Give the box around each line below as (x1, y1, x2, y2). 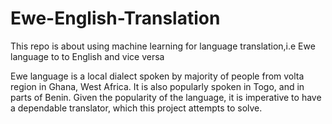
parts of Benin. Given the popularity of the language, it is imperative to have (10, 91, 322, 103)
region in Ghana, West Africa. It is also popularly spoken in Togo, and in (10, 80, 305, 92)
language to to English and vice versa (10, 50, 165, 62)
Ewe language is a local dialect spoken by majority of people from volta (10, 70, 305, 82)
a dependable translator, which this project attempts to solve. (10, 102, 263, 114)
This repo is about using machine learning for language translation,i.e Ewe (10, 40, 316, 52)
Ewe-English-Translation (10, 7, 221, 30)
